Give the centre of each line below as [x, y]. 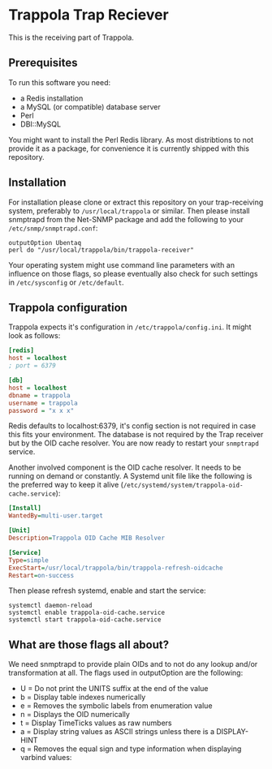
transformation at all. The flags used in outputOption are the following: [126, 673]
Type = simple [28, 560]
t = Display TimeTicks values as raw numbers [96, 723]
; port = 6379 [32, 366]
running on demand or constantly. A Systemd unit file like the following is [130, 476]
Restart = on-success [41, 575]
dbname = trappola [39, 395]
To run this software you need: [60, 82]
